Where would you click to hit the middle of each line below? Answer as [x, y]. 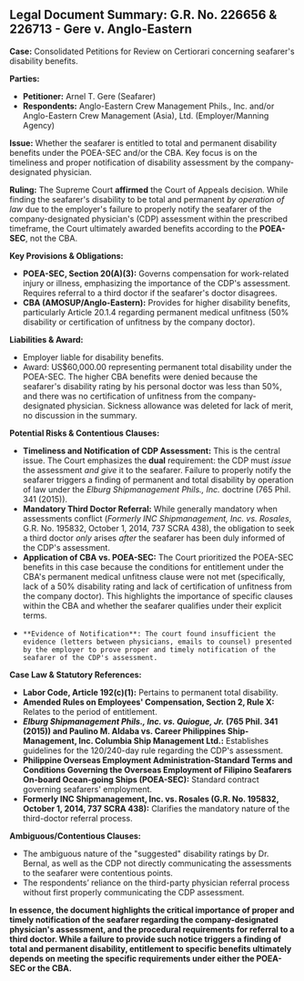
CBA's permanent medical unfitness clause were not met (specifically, [154, 576]
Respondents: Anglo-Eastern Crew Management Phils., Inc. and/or [148, 106]
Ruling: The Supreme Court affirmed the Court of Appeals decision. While [149, 190]
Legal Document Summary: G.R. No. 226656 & [143, 15]
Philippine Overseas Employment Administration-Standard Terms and [157, 759]
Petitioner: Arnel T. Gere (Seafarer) [89, 96]
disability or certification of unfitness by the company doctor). [139, 322]
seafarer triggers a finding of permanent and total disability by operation [158, 480]
